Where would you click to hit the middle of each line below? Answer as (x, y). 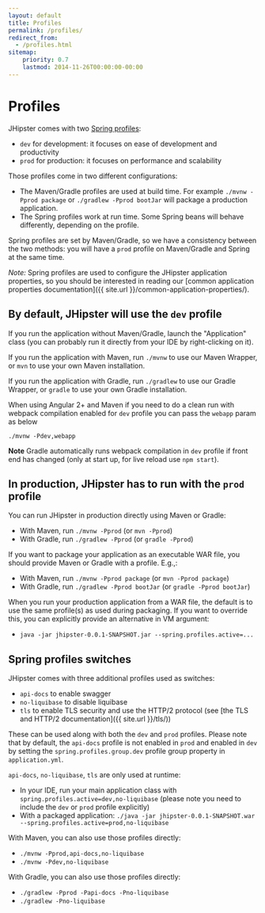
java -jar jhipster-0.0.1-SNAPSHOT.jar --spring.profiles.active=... (137, 635)
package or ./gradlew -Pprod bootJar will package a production (144, 200)
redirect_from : (33, 38)
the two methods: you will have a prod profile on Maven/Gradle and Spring (129, 248)
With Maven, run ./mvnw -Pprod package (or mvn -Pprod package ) (124, 579)
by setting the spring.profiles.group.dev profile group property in (117, 751)
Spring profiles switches (70, 659)
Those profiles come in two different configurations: (93, 176)
